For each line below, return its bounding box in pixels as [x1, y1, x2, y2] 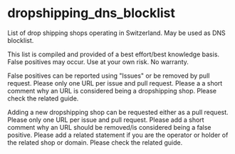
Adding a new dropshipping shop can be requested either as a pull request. [7, 108, 229, 116]
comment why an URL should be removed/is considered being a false [7, 123, 211, 131]
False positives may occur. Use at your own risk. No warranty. [7, 57, 189, 66]
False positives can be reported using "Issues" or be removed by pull [7, 71, 210, 80]
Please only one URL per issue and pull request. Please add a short [7, 115, 204, 124]
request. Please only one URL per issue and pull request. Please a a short [7, 78, 223, 87]
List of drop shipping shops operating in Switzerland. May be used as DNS [7, 29, 226, 37]
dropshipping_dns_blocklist [7, 5, 176, 21]
